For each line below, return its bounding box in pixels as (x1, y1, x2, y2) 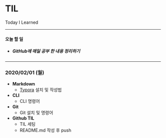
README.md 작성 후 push (19, 127, 72, 133)
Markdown (12, 81, 36, 87)
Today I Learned (5, 19, 39, 25)
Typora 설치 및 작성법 (19, 87, 62, 92)
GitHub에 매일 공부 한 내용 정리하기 (12, 48, 81, 54)
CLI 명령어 (19, 98, 41, 104)
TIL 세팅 (19, 121, 36, 127)
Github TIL (12, 115, 35, 121)
